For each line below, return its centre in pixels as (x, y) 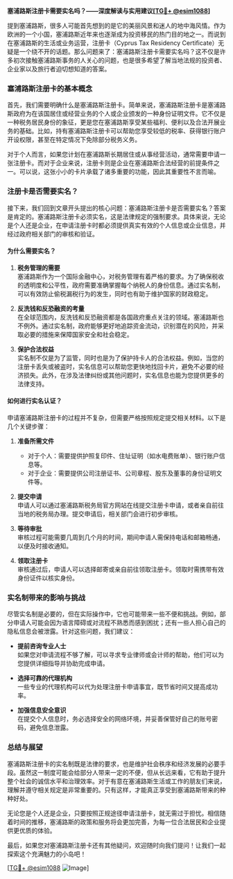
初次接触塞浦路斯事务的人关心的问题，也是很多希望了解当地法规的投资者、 (119, 60)
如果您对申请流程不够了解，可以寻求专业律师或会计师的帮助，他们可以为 (120, 655)
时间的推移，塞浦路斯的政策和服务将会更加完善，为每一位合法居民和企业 (116, 821)
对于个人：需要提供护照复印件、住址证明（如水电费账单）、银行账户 (123, 456)
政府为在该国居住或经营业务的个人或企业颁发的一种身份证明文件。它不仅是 (119, 114)
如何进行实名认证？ (35, 401)
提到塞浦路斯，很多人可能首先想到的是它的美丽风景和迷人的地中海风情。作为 (116, 26)
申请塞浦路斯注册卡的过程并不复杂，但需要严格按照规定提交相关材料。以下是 (116, 418)
